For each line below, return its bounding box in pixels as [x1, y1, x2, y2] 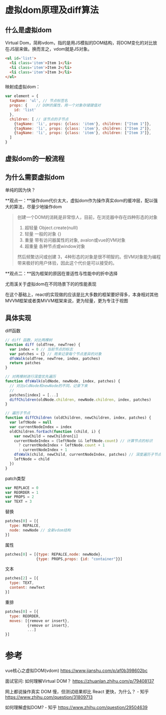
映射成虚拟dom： [5, 84, 41, 90]
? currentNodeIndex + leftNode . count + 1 [18, 443, 105, 448]
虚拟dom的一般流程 [5, 154, 65, 163]
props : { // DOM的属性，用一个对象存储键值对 [9, 103, 101, 108]
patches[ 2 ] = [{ [5, 576, 39, 581]
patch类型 [5, 476, 26, 481]
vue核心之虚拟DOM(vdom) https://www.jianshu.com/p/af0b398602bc [5, 667, 148, 673]
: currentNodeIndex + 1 [18, 447, 68, 453]
